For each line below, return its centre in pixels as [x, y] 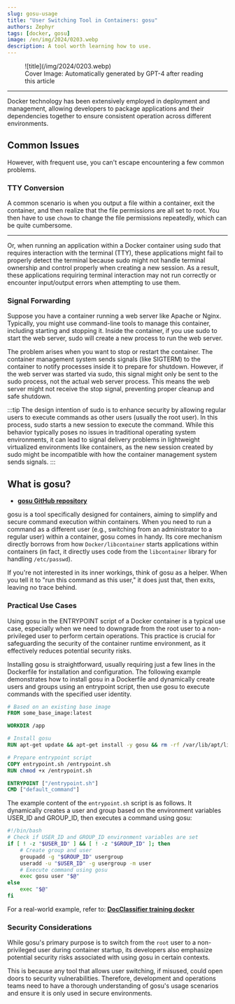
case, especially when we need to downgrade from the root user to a [107, 628]
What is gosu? [39, 484]
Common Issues [43, 145]
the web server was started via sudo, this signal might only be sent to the [113, 374]
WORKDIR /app [26, 726]
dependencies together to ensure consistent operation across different [109, 116]
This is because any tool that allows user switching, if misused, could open [115, 971]
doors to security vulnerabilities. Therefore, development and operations [112, 978]
